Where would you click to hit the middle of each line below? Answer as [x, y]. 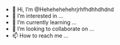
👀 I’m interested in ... [38, 16]
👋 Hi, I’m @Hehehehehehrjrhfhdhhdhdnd [63, 9]
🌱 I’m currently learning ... [44, 22]
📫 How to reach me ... [40, 36]
